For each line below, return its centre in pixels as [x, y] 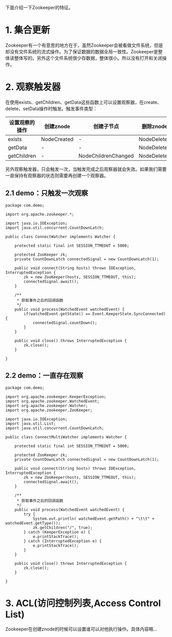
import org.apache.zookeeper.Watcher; [47, 406]
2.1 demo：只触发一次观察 [47, 193]
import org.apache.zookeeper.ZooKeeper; [49, 410]
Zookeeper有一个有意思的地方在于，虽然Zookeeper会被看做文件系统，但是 [84, 45]
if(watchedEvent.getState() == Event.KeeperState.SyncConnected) [95, 314]
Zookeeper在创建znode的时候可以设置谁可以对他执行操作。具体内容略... [81, 629]
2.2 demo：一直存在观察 [44, 376]
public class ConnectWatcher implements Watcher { [60, 237]
